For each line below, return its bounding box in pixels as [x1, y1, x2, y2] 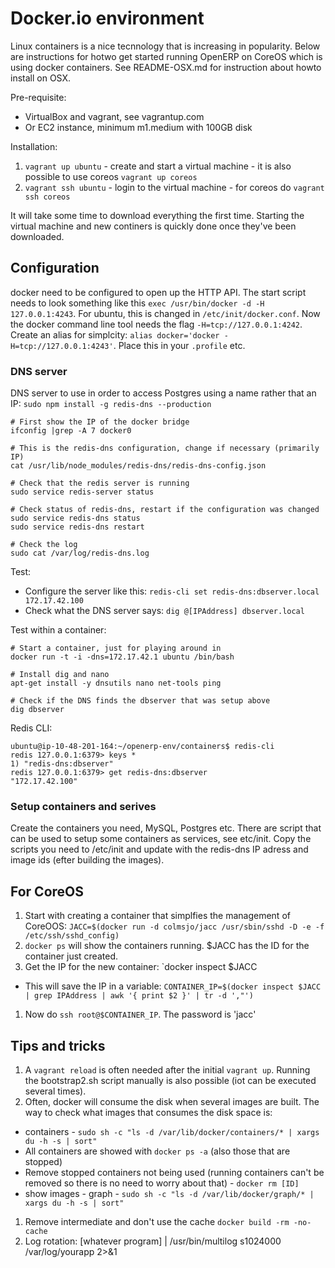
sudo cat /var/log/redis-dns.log [10, 548, 150, 559]
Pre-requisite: [10, 91, 67, 103]
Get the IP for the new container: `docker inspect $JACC [24, 961, 258, 973]
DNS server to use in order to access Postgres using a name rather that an [10, 387, 317, 399]
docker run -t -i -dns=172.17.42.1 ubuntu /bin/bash [10, 652, 235, 662]
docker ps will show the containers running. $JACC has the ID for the [24, 940, 310, 952]
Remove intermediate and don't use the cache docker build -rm [24, 1215, 290, 1227]
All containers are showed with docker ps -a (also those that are [24, 1145, 291, 1157]
